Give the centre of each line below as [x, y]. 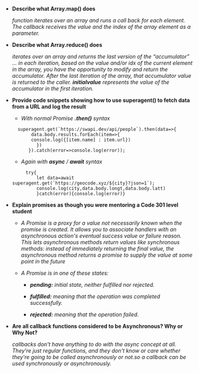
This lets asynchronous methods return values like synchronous [100, 242]
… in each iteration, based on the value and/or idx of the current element [102, 63]
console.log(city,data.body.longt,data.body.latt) [101, 189]
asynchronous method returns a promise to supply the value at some [107, 255]
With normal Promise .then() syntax [65, 118]
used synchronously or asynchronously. [62, 363]
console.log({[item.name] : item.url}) [81, 140]
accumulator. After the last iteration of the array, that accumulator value [102, 76]
